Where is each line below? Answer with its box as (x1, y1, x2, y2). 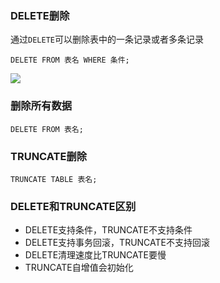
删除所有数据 (10, 99, 73, 113)
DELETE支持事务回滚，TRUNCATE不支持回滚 (24, 237, 210, 249)
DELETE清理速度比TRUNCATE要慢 (24, 249, 167, 261)
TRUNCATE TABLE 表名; (10, 174, 98, 184)
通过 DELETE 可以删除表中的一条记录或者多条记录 (10, 33, 204, 46)
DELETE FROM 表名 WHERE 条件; (10, 55, 130, 66)
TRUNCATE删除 (10, 149, 88, 163)
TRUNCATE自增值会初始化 (24, 262, 134, 274)
